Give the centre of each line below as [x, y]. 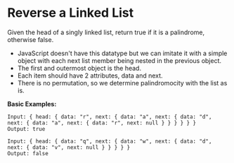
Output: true [26, 129]
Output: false [28, 153]
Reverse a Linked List [71, 13]
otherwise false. [31, 39]
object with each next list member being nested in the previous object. [119, 60]
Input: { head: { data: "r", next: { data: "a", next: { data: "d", [110, 117]
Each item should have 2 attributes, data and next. [90, 76]
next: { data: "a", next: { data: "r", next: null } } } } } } [102, 123]
